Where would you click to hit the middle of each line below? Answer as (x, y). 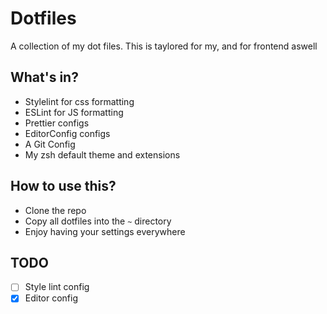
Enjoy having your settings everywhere (105, 231)
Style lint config (57, 287)
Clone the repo (55, 210)
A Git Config (50, 144)
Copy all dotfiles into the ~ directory (98, 221)
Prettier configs (57, 123)
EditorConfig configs (67, 133)
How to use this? (63, 186)
